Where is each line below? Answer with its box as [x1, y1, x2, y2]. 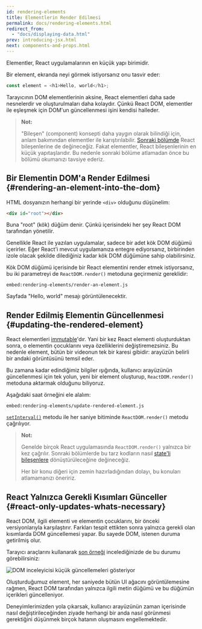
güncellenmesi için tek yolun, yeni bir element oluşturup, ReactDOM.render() [6, 373, 194, 380]
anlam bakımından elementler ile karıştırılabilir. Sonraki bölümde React [21, 136, 195, 143]
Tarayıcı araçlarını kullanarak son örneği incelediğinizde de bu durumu [6, 549, 181, 556]
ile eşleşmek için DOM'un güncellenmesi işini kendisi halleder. [6, 106, 160, 114]
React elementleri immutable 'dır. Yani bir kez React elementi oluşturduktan [6, 336, 191, 343]
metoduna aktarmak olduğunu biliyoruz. [6, 379, 106, 387]
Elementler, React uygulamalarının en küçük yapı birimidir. [6, 59, 150, 67]
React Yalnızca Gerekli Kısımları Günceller [6, 492, 167, 502]
